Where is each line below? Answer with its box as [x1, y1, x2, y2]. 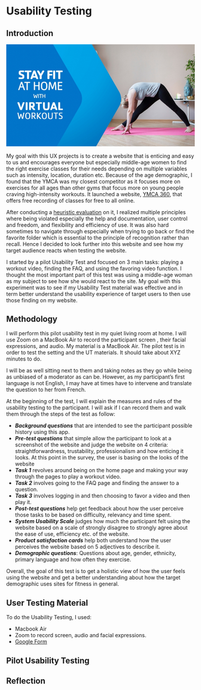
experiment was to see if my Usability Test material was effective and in [6, 284, 183, 291]
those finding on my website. [6, 296, 78, 304]
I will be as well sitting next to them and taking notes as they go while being [6, 367, 192, 374]
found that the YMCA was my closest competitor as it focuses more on [6, 178, 181, 185]
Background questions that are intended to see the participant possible [14, 422, 193, 430]
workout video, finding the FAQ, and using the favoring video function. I [6, 265, 182, 272]
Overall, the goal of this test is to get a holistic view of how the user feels [6, 568, 185, 575]
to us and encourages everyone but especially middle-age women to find [6, 158, 187, 166]
